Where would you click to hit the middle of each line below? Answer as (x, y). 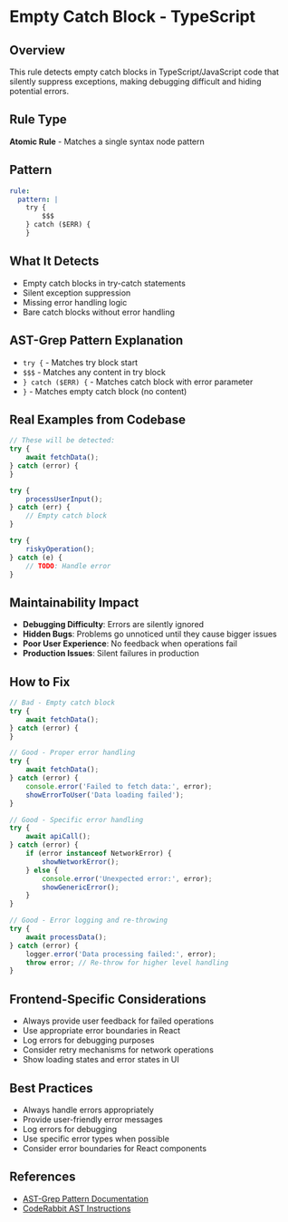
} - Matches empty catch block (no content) (105, 391)
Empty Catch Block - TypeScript (133, 17)
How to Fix (40, 682)
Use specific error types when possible (96, 1139)
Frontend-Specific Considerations (108, 999)
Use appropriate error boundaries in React (101, 1031)
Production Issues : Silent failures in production (110, 654)
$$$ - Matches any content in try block (94, 372)
